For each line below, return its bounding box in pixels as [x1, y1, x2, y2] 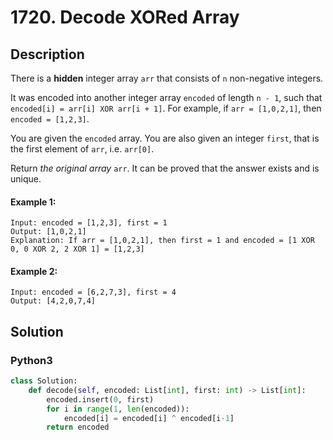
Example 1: [10, 196, 57, 208]
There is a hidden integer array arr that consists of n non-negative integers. [10, 72, 324, 84]
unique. [10, 173, 42, 185]
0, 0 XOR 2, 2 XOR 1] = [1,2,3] [10, 244, 145, 255]
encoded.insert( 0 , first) [46, 394, 155, 405]
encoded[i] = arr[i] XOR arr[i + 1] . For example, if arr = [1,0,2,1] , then [10, 102, 322, 114]
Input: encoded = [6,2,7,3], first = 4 [10, 287, 177, 298]
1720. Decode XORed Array [10, 6, 240, 29]
